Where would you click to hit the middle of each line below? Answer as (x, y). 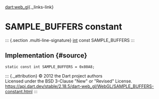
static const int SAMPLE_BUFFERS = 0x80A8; (50, 67)
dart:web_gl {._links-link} (29, 7)
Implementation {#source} (46, 56)
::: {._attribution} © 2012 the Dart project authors (54, 76)
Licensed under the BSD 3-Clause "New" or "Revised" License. (69, 81)
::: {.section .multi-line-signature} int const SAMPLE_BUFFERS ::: (70, 40)
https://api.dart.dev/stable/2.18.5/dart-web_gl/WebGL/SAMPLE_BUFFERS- (79, 86)
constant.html (19, 91)
